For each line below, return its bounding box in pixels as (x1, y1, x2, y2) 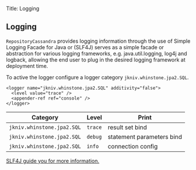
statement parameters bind (107, 132, 183, 141)
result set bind (107, 123, 147, 131)
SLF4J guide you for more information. (6, 157, 99, 164)
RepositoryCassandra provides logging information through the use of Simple (6, 38, 191, 45)
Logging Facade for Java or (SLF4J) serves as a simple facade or (6, 43, 164, 50)
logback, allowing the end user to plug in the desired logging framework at (6, 56, 186, 63)
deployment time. (6, 62, 49, 69)
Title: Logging (6, 5, 40, 12)
